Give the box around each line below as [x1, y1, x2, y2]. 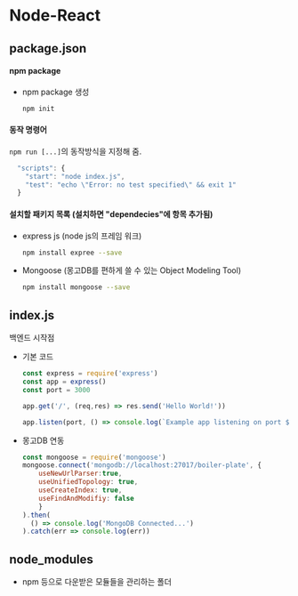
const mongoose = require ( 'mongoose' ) [21, 453, 166, 462]
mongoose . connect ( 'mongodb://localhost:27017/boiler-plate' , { [21, 461, 262, 470]
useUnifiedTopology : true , [38, 478, 139, 487]
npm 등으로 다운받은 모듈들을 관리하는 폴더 [21, 576, 172, 587]
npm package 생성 [21, 86, 90, 97]
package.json [9, 41, 87, 56]
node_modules [9, 552, 93, 567]
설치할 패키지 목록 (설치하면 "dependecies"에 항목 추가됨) [9, 208, 213, 219]
